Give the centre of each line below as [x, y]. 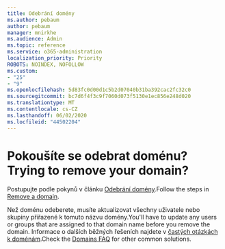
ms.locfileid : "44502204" [44, 122]
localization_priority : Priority [55, 58]
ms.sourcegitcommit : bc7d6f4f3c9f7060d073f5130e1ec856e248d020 [99, 97]
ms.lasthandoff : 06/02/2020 [47, 115]
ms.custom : [23, 71]
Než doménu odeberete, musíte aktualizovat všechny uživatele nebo [104, 210]
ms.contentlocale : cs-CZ [42, 109]
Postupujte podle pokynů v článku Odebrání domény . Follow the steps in [108, 189]
